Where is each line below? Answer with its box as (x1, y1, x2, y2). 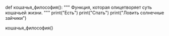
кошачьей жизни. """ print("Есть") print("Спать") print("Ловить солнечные (5, 10, 164, 16)
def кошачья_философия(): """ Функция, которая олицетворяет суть (5, 5, 152, 10)
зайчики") (5, 15, 27, 21)
